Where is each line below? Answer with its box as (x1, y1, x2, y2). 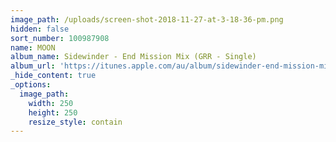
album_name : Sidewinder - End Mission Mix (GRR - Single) (10, 52, 257, 62)
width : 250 (28, 98, 74, 108)
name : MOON (10, 42, 56, 53)
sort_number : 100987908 (10, 33, 110, 43)
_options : (10, 80, 52, 90)
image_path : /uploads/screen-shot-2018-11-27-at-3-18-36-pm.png (10, 14, 284, 25)
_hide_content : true (10, 71, 97, 81)
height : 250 (28, 107, 78, 118)
